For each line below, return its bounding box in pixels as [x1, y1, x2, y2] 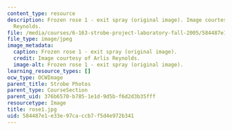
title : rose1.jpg [7, 106, 57, 113]
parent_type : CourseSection [7, 87, 88, 94]
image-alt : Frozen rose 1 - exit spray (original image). [13, 61, 184, 68]
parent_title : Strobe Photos [7, 80, 91, 87]
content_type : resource [7, 10, 76, 17]
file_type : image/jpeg [7, 36, 72, 43]
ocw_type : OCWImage [7, 74, 64, 81]
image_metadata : [7, 42, 54, 49]
